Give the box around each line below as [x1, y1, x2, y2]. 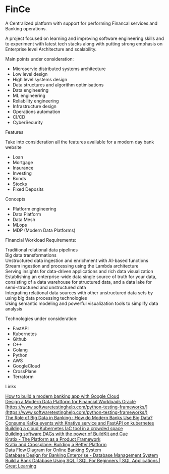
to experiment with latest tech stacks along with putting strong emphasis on [5, 40, 163, 46]
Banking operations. [5, 25, 47, 31]
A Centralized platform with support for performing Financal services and [5, 20, 158, 26]
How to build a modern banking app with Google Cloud [5, 393, 120, 399]
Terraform [12, 374, 34, 380]
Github [12, 336, 27, 342]
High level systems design [12, 76, 67, 82]
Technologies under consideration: [5, 315, 78, 322]
